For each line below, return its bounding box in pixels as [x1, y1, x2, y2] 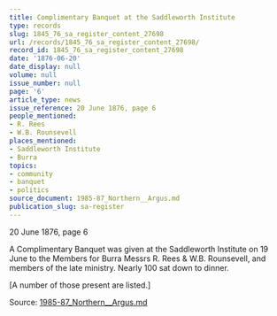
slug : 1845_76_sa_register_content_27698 [9, 29, 165, 38]
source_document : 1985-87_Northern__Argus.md [9, 194, 180, 204]
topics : [9, 161, 38, 170]
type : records [9, 21, 62, 30]
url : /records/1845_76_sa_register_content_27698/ [9, 37, 200, 47]
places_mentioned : [9, 136, 77, 145]
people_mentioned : [9, 112, 77, 120]
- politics [9, 186, 50, 195]
